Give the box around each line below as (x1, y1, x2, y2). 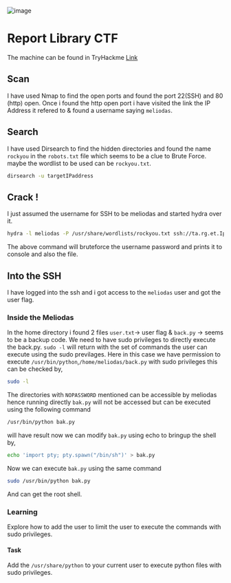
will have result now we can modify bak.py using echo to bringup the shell (7, 431, 217, 439)
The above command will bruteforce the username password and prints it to (7, 243, 222, 251)
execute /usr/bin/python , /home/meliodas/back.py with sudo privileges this (7, 358, 218, 366)
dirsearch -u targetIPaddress (7, 172, 94, 179)
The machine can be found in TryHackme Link (7, 53, 138, 61)
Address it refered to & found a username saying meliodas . (7, 106, 173, 114)
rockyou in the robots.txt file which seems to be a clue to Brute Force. (7, 151, 207, 160)
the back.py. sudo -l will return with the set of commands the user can (7, 343, 208, 351)
